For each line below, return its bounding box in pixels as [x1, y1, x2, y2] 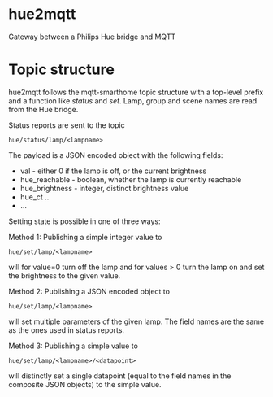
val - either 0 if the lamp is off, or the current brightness [19, 166, 207, 176]
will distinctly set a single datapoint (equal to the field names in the [8, 371, 232, 381]
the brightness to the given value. [8, 270, 121, 281]
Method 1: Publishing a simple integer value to [8, 232, 162, 242]
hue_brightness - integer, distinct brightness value [19, 183, 189, 193]
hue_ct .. [19, 192, 50, 202]
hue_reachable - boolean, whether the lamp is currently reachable [19, 174, 242, 184]
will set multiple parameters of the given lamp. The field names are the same [8, 316, 265, 326]
